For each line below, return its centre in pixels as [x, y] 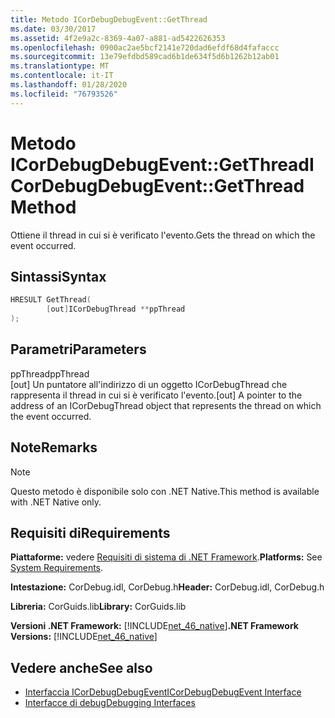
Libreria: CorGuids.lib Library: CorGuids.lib [98, 607]
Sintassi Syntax [58, 276]
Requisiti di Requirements [90, 533]
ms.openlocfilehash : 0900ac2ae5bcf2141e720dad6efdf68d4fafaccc [145, 47]
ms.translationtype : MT [60, 66]
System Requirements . [57, 568]
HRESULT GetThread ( [51, 300]
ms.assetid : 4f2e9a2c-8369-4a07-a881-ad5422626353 [118, 38]
